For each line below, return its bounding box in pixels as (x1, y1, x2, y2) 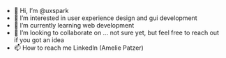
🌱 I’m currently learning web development (13, 21, 135, 29)
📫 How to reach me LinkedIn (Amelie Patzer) (13, 43, 144, 52)
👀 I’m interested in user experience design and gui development (13, 14, 197, 22)
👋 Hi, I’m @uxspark (13, 7, 69, 14)
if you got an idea (13, 36, 65, 44)
